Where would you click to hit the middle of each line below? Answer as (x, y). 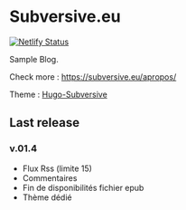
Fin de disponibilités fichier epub (83, 187)
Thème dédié (47, 197)
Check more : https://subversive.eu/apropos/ (93, 76)
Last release (44, 123)
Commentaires (50, 177)
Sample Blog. (34, 59)
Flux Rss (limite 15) (57, 168)
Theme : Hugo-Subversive (59, 94)
